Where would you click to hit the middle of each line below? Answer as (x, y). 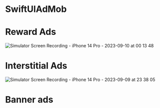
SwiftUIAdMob (36, 9)
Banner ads (29, 100)
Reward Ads (31, 32)
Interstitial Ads (36, 66)
